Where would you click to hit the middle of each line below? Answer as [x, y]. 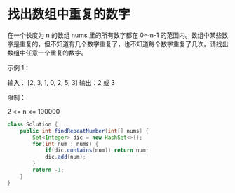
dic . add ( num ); [65, 157]
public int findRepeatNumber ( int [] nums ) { [85, 131]
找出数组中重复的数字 [69, 14]
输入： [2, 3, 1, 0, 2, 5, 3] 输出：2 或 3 [61, 82]
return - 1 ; [48, 170]
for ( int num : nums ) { [66, 144]
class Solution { [33, 124]
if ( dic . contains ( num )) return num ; [97, 151]
